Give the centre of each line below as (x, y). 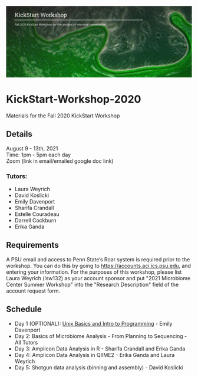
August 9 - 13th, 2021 (32, 148)
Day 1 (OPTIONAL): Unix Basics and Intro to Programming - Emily (93, 323)
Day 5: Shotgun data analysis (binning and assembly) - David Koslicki (99, 367)
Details (19, 134)
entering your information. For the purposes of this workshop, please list (94, 272)
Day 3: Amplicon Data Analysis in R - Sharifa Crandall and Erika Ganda (100, 349)
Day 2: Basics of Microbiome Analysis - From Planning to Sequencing (99, 336)
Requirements (32, 245)
